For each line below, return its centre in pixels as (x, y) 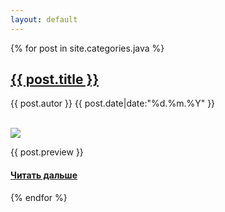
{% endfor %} (39, 197)
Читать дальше (44, 175)
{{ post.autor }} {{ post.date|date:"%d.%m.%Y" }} (113, 103)
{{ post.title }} (55, 79)
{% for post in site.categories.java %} (87, 48)
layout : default (44, 19)
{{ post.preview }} (47, 152)
